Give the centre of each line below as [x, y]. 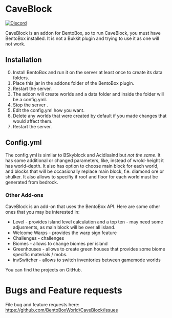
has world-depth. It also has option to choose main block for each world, [82, 166]
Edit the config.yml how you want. [49, 110]
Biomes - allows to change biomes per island [60, 243]
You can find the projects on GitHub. [44, 269]
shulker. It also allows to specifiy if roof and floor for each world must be [82, 176]
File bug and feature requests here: [42, 304]
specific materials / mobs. [40, 254]
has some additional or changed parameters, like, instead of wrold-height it [84, 160]
